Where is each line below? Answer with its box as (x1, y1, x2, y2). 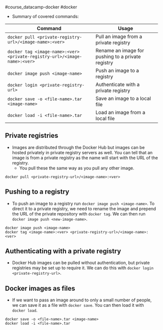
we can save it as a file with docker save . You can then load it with (12, 302, 144, 308)
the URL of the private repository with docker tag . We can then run (12, 211, 146, 216)
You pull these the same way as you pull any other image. (19, 165, 134, 171)
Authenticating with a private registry (5, 247, 121, 255)
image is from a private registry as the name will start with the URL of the (12, 155, 158, 161)
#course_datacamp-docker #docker (5, 4, 78, 10)
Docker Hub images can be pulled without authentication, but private (12, 260, 150, 266)
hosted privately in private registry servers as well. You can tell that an (12, 149, 153, 155)
